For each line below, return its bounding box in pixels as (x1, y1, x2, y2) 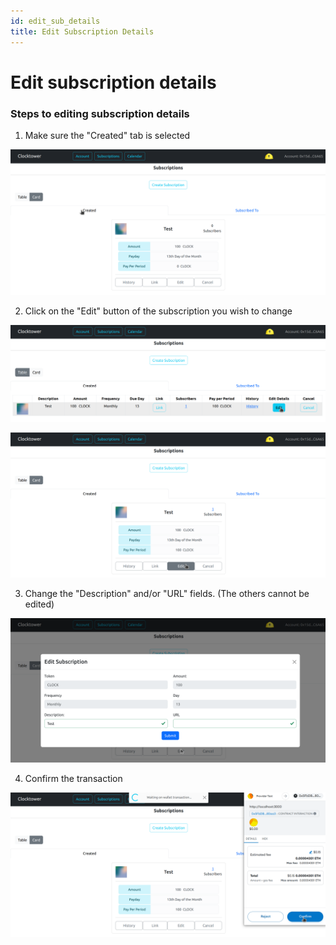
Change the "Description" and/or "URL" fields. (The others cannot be (24, 587, 310, 599)
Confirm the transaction (24, 772, 123, 784)
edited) (24, 598, 55, 610)
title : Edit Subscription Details (10, 26, 155, 37)
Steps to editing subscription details (10, 106, 190, 120)
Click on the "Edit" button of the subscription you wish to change (24, 305, 293, 317)
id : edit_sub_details (10, 16, 101, 26)
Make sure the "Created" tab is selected (24, 129, 191, 141)
